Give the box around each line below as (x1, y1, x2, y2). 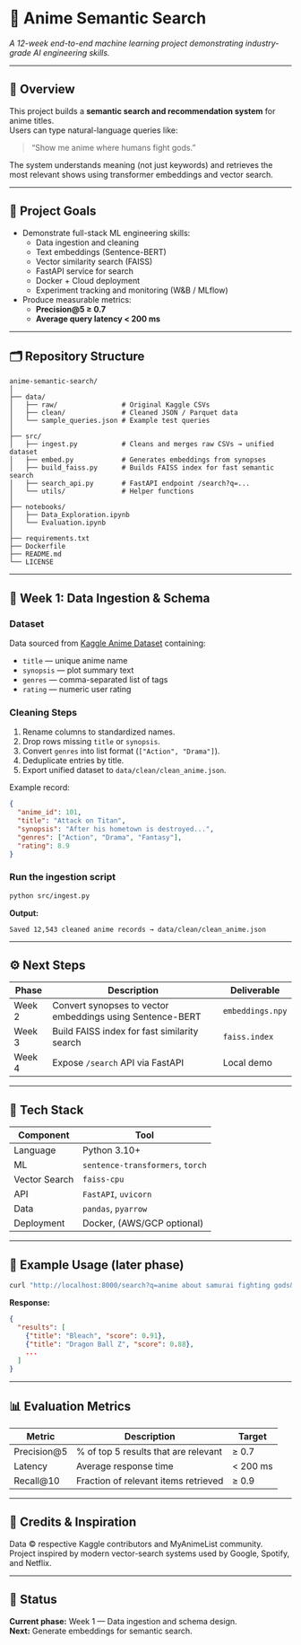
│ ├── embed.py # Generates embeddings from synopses (9, 455, 267, 465)
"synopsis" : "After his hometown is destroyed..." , (17, 824, 215, 833)
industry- (245, 38, 279, 48)
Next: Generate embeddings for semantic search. (9, 1625, 193, 1636)
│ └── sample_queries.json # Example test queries (9, 417, 211, 426)
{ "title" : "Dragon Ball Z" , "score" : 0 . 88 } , (25, 1340, 194, 1349)
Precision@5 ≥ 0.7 (35, 303, 106, 314)
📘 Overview (9, 82, 75, 97)
